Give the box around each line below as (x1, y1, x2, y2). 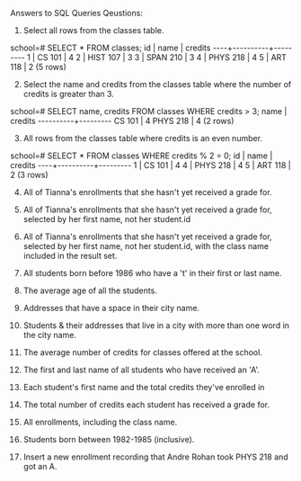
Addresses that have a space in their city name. (22, 303, 200, 313)
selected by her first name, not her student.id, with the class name (22, 241, 269, 251)
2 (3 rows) (10, 170, 49, 180)
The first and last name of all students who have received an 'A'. (22, 364, 260, 375)
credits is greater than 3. (22, 89, 115, 99)
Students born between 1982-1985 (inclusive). (22, 434, 195, 444)
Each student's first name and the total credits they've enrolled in (22, 382, 265, 392)
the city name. (22, 330, 77, 340)
